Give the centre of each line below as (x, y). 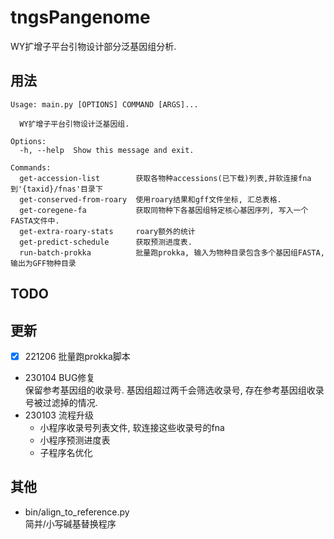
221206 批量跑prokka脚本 (77, 356)
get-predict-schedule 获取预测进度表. (106, 242)
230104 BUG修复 (60, 378)
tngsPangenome (80, 17)
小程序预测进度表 (75, 440)
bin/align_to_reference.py (77, 512)
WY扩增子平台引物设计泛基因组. (74, 124)
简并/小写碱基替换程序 (70, 523)
